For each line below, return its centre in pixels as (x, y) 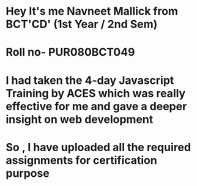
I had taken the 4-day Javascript (90, 80)
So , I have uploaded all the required (98, 147)
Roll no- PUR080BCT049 (70, 52)
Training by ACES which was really (96, 93)
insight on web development (80, 119)
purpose (28, 173)
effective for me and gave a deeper (96, 106)
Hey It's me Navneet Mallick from (92, 11)
